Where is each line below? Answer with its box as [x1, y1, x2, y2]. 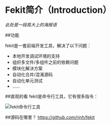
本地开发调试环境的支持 [12, 53, 60, 59]
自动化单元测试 [12, 77, 43, 84]
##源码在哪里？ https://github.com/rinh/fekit [5, 114, 95, 120]
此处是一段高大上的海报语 [5, 22, 57, 28]
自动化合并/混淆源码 [12, 71, 53, 77]
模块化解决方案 [12, 65, 43, 71]
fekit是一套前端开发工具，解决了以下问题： [5, 42, 92, 48]
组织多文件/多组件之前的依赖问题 [12, 59, 79, 65]
